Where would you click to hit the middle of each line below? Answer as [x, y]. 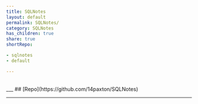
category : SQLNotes [30, 28]
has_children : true [30, 34]
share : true [21, 39]
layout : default [26, 17]
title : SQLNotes [26, 12]
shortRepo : [19, 45]
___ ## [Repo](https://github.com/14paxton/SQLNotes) [72, 89]
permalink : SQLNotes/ [33, 22]
